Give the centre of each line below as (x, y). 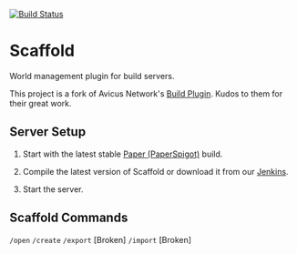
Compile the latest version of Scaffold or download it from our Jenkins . (155, 171)
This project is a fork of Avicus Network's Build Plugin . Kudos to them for (146, 93)
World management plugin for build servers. (92, 76)
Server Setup (48, 132)
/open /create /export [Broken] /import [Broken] (101, 239)
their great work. (41, 103)
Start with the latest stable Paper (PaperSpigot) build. (123, 154)
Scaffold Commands (69, 218)
